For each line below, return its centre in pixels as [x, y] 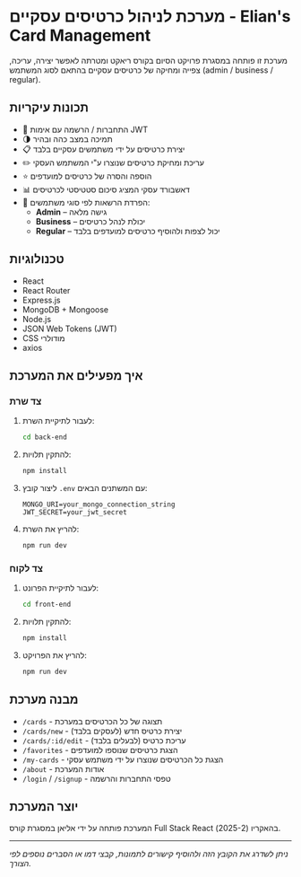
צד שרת [26, 401]
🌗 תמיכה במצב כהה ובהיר [68, 139]
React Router [46, 290]
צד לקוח [26, 568]
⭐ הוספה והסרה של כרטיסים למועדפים [87, 176]
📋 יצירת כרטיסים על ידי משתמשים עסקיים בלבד [103, 149]
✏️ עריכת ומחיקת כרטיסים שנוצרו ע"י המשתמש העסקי [113, 162]
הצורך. [20, 864]
